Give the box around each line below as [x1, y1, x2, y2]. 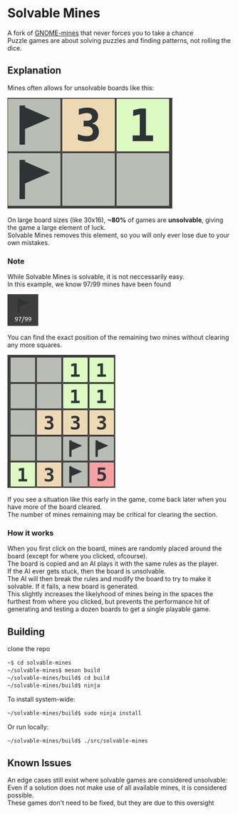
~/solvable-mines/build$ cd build [7, 674, 110, 681]
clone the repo [7, 645, 51, 653]
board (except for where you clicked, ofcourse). [7, 552, 148, 561]
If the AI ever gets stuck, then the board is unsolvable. [7, 567, 166, 576]
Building [7, 625, 45, 638]
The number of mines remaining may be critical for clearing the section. [7, 511, 218, 519]
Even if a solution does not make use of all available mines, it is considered [7, 783, 227, 792]
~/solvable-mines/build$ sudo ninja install [7, 709, 142, 717]
